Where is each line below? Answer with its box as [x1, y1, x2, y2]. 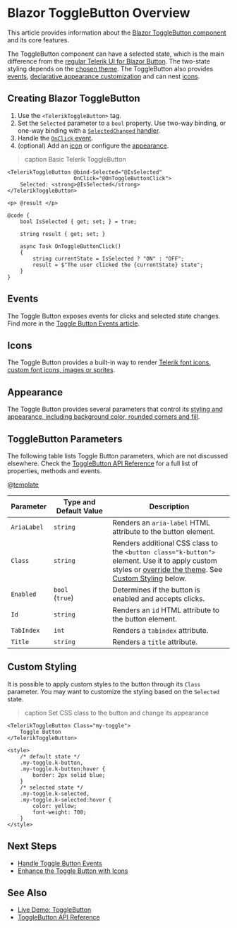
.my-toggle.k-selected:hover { [20, 796, 112, 803]
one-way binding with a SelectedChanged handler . [17, 126, 161, 135]
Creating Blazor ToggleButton [7, 93, 140, 105]
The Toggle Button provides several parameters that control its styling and [7, 405, 224, 414]
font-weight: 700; [32, 809, 87, 816]
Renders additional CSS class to [112, 538, 219, 548]
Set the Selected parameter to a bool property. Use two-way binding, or [17, 119, 226, 127]
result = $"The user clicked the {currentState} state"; [32, 261, 203, 268]
